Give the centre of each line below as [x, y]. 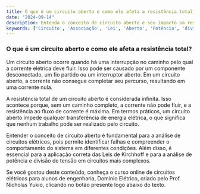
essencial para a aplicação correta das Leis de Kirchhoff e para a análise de [99, 154]
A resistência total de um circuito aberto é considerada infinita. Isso [89, 98]
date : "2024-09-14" [30, 17]
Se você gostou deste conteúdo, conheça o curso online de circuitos [91, 172]
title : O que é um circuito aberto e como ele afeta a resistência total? [101, 12]
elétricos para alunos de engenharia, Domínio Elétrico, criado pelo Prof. [94, 178]
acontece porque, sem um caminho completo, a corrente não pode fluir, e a [99, 105]
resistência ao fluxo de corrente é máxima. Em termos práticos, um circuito [98, 111]
